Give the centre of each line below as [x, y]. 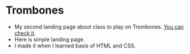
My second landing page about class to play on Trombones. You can [99, 27]
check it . [25, 33]
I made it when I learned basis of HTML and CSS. [75, 46]
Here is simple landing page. [49, 39]
